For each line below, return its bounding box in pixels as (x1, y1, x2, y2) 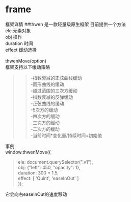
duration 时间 (5, 40, 33, 47)
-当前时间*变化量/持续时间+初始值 (30, 132, 102, 139)
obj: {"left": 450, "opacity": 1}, (17, 164, 81, 170)
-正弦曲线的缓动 (30, 100, 65, 106)
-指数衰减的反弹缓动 (30, 94, 73, 100)
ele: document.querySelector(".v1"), (17, 159, 93, 165)
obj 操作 (5, 34, 22, 40)
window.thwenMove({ (5, 149, 51, 155)
